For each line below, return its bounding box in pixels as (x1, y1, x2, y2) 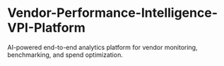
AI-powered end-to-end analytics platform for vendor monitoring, (7, 43, 198, 51)
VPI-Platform (7, 20, 86, 36)
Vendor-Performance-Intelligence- (7, 5, 218, 21)
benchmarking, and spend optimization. (7, 51, 124, 59)
